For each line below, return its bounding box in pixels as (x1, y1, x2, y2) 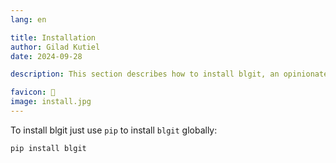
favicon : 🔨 (10, 87, 56, 98)
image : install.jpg (10, 97, 92, 107)
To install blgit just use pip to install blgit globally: (10, 124, 218, 136)
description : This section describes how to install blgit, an (10, 69, 280, 80)
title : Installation (10, 32, 97, 43)
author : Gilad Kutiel (10, 42, 101, 52)
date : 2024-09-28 (10, 51, 83, 61)
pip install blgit (10, 143, 87, 153)
